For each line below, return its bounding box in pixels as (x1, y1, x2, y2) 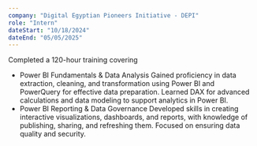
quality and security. (19, 129, 87, 139)
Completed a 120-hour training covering (8, 55, 138, 65)
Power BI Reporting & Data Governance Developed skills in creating (19, 104, 239, 114)
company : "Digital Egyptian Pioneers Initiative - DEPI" (8, 11, 199, 20)
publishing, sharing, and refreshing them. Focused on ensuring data (19, 121, 240, 130)
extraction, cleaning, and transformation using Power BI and (19, 79, 215, 88)
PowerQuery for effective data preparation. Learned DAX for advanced (19, 88, 250, 97)
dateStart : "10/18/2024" (8, 26, 90, 34)
